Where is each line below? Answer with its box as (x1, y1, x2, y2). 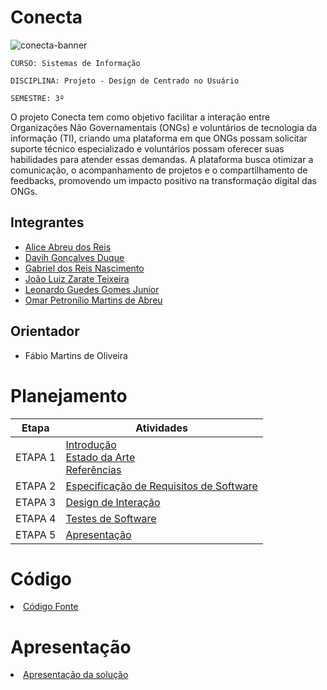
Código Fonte (23, 601, 79, 613)
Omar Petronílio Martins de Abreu (24, 294, 163, 306)
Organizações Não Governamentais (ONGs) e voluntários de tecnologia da (10, 121, 318, 133)
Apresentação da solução (23, 669, 129, 681)
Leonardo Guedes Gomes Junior (24, 283, 160, 295)
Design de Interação (65, 495, 161, 509)
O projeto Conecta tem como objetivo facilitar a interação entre (10, 111, 271, 123)
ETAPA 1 (15, 450, 57, 464)
